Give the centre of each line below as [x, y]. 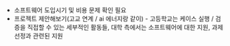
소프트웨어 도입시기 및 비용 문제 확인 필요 [70, 10]
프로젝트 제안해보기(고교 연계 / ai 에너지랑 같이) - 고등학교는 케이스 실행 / [114, 19]
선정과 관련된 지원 [38, 36]
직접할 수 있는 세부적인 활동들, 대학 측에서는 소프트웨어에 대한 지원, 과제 [125, 27]
